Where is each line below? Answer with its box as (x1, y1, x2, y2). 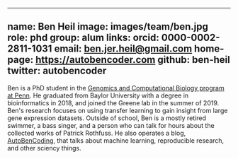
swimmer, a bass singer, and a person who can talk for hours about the (7, 121, 215, 129)
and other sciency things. (7, 143, 81, 152)
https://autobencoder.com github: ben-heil (35, 54, 230, 66)
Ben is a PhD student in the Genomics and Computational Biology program (7, 83, 225, 92)
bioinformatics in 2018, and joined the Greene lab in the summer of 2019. (7, 98, 220, 107)
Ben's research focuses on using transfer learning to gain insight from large (7, 106, 228, 114)
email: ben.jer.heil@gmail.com (54, 43, 193, 55)
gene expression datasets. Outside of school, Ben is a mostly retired (7, 114, 207, 122)
